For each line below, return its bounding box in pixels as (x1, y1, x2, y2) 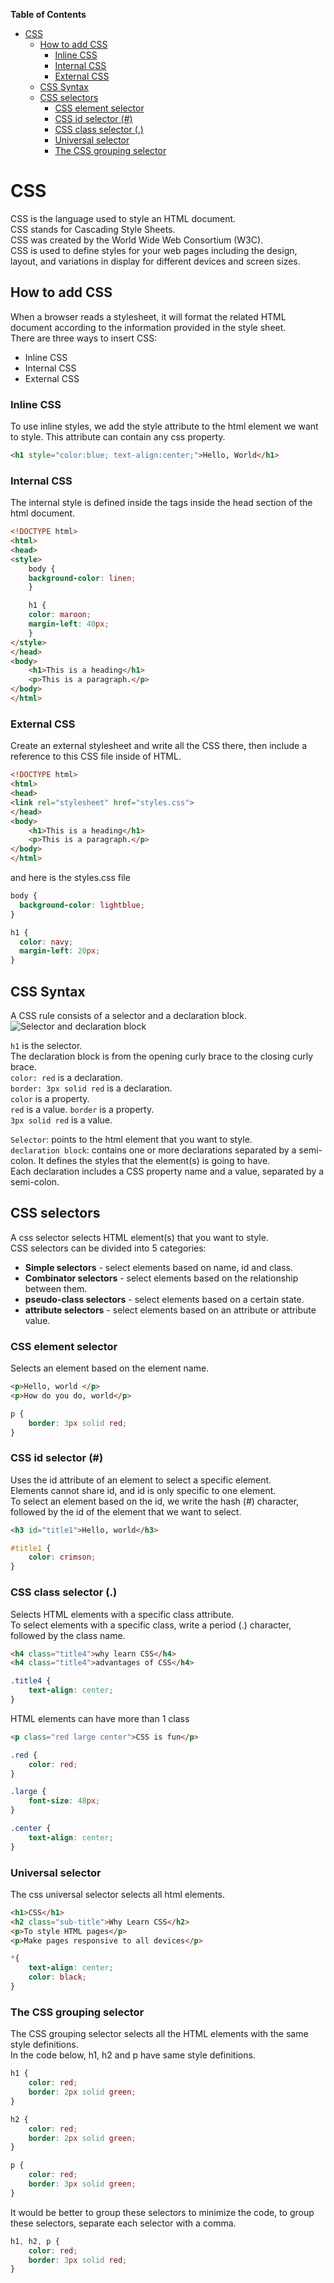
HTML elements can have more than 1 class (10, 1712, 190, 1724)
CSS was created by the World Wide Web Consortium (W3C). (10, 234, 264, 246)
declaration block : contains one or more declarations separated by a (10, 1144, 297, 1156)
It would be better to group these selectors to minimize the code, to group (10, 2206, 315, 2218)
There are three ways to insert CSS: (10, 332, 158, 344)
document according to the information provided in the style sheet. (10, 321, 287, 333)
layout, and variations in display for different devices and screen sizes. (10, 255, 301, 267)
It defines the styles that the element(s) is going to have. (38, 1154, 271, 1166)
